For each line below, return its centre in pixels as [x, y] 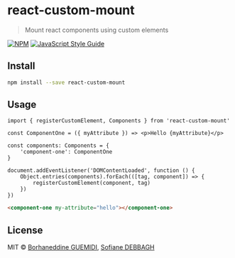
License [25, 230]
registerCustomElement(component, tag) [92, 183]
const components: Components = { [59, 146]
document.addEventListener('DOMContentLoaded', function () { [101, 171]
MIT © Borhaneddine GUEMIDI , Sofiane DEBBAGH [81, 247]
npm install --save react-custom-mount [66, 82]
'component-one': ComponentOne [66, 152]
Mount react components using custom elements [97, 30]
